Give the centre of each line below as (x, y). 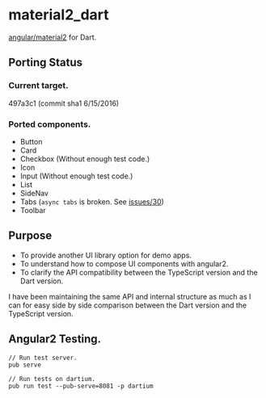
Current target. (38, 86)
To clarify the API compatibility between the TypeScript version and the (139, 272)
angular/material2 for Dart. (53, 37)
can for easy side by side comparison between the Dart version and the (128, 305)
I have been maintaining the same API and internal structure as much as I (130, 296)
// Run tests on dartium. (52, 379)
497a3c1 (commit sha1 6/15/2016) (64, 103)
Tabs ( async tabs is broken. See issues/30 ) (92, 201)
